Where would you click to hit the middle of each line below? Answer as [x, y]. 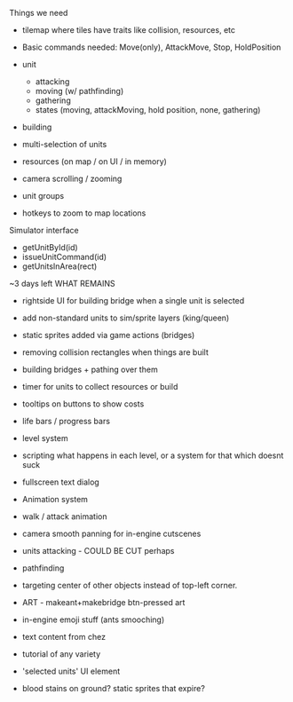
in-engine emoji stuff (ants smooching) [93, 619]
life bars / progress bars [66, 421]
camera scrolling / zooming [72, 178]
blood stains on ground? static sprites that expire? [114, 688]
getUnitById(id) [50, 247]
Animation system [55, 499]
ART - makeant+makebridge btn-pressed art [103, 602]
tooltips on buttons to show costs [83, 404]
